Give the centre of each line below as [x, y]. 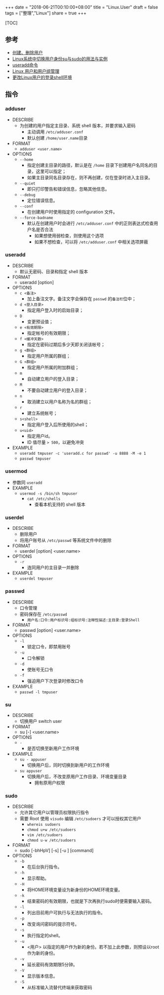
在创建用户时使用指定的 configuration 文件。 [72, 212]
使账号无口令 [40, 669]
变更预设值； [40, 322]
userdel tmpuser [36, 579]
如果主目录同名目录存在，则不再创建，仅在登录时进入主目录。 [90, 177]
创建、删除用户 [27, 52]
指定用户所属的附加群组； [53, 367]
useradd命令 [25, 65]
